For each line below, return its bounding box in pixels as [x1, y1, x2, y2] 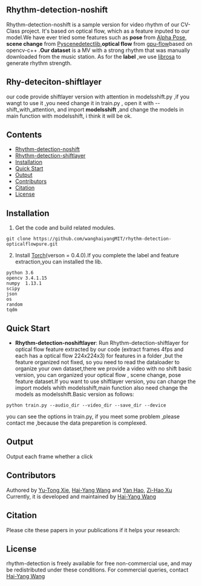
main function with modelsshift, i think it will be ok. [6, 112, 132, 120]
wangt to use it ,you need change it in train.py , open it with [6, 99, 154, 106]
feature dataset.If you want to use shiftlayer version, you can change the [15, 378, 196, 385]
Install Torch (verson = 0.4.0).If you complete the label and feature [15, 252, 180, 259]
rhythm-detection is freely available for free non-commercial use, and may [6, 560, 192, 567]
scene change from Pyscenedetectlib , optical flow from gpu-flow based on [6, 40, 192, 47]
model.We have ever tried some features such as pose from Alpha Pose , [6, 33, 187, 41]
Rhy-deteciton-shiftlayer [6, 77, 102, 87]
